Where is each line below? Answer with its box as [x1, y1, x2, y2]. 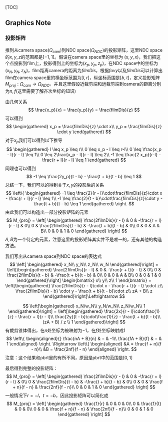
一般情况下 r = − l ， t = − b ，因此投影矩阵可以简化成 [5, 392, 108, 398]
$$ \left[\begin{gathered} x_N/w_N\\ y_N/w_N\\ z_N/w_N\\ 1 [22, 303, 145, 309]
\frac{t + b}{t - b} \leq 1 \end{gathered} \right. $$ [33, 200, 134, 207]
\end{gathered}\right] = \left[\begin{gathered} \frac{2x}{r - [8, 308, 130, 314]
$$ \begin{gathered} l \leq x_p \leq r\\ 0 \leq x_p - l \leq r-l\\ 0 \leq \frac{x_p [6, 146, 161, 152]
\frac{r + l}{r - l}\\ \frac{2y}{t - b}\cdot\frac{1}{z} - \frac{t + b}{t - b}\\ [18, 313, 161, 319]
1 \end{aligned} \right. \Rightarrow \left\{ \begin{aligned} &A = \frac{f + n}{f [6, 340, 161, 347]
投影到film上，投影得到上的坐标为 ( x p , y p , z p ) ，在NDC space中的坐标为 [13, 60, 158, 68]
